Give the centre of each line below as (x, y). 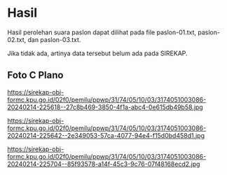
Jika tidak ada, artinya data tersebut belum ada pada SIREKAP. (97, 53)
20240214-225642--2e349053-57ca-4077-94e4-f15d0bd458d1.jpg (106, 135)
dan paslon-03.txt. (54, 39)
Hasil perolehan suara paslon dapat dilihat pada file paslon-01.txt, (102, 32)
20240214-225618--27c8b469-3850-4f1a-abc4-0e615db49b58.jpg (105, 107)
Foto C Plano (35, 75)
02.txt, (17, 39)
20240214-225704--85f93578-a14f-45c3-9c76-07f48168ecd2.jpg (104, 164)
